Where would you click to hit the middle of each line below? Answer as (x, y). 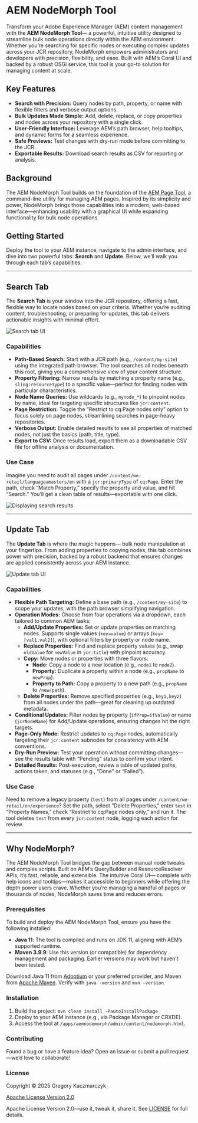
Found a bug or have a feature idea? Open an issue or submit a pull (88, 1051)
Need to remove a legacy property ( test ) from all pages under (82, 799)
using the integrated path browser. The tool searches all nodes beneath (101, 366)
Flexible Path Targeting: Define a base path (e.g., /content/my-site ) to (101, 602)
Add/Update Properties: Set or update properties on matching (99, 627)
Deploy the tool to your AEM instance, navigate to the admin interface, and (97, 250)
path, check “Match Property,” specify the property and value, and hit (91, 488)
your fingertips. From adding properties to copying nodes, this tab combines (99, 550)
